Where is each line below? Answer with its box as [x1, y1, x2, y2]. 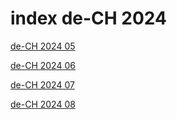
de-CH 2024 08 [10, 98, 76, 110]
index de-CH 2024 [10, 7, 168, 30]
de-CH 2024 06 [10, 59, 76, 71]
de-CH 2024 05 [10, 40, 76, 52]
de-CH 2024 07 [10, 78, 75, 91]
